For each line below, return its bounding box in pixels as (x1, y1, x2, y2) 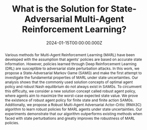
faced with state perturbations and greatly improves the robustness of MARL (4, 116, 135, 121)
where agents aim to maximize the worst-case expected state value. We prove (4, 93, 138, 98)
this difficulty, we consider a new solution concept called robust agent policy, (4, 88, 136, 94)
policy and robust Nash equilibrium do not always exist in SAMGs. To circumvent (4, 84, 142, 89)
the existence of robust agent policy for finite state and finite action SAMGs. (4, 98, 134, 102)
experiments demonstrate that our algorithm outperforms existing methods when (4, 111, 143, 116)
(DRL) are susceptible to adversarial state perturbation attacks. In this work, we (4, 66, 140, 71)
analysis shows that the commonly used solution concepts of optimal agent (4, 79, 133, 85)
